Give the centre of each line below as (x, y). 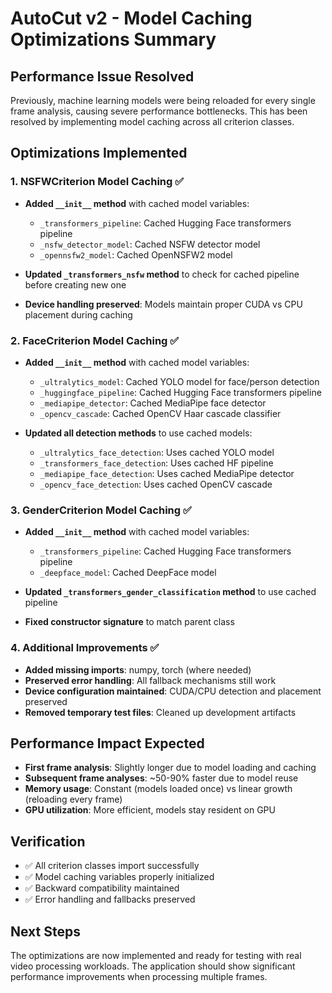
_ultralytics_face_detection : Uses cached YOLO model (157, 452)
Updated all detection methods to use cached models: (138, 433)
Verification (48, 841)
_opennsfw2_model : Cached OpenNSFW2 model (136, 254)
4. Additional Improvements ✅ (85, 648)
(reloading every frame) (73, 799)
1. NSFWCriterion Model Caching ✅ (97, 182)
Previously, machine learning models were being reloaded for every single (163, 100)
